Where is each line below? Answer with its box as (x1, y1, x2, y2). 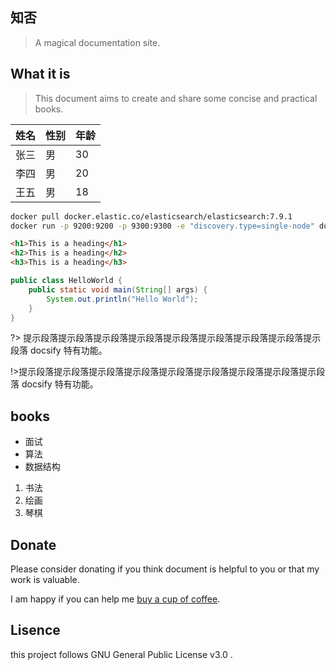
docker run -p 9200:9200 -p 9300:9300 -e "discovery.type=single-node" (10, 221, 315, 231)
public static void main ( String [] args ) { (28, 284, 208, 295)
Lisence (10, 622, 61, 639)
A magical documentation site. (34, 36, 161, 48)
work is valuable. (10, 574, 80, 585)
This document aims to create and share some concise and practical (34, 92, 318, 104)
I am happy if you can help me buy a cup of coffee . (10, 593, 221, 605)
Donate (10, 536, 57, 553)
